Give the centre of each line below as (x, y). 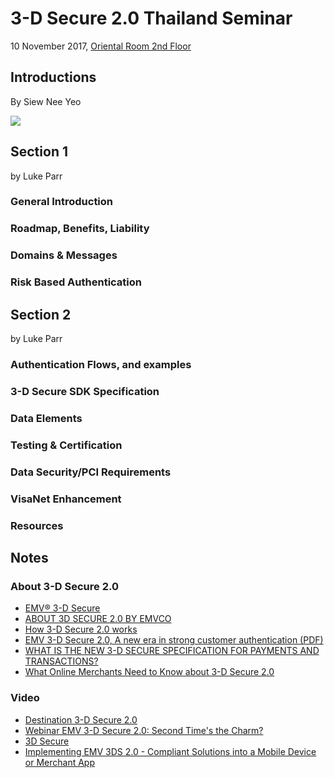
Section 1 (39, 152)
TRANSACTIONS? (61, 661)
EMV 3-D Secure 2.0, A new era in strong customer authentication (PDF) (174, 640)
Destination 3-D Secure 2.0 (81, 719)
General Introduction (62, 202)
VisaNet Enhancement (66, 499)
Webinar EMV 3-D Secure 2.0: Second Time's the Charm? (144, 730)
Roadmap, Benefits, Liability (80, 229)
